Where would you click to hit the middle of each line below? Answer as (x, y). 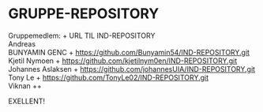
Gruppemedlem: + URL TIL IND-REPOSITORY (82, 35)
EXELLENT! (27, 101)
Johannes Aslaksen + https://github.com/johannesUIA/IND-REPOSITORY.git (131, 69)
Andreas (22, 43)
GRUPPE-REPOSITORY (84, 14)
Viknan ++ (25, 86)
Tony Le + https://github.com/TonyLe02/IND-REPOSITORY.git (109, 77)
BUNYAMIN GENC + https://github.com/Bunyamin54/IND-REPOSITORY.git (129, 52)
